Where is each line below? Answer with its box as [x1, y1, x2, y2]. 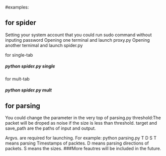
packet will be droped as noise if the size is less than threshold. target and [5, 120, 158, 126]
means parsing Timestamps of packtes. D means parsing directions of [5, 140, 149, 146]
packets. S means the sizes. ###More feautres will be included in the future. [5, 146, 162, 152]
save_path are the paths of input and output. [5, 125, 96, 131]
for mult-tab [5, 76, 30, 81]
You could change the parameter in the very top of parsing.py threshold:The [5, 115, 161, 121]
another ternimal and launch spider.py [5, 42, 83, 48]
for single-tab [5, 52, 33, 58]
